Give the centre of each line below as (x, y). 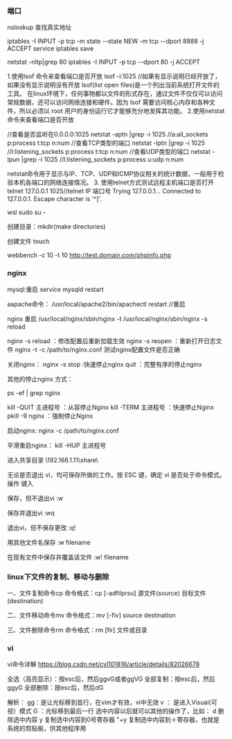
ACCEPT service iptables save (51, 49)
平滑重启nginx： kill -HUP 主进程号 (57, 445)
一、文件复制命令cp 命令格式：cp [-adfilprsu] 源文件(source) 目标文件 (107, 593)
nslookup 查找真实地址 (39, 27)
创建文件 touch (28, 241)
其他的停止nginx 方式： (41, 379)
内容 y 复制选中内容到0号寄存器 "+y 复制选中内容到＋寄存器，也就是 (123, 720)
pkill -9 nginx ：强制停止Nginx (50, 416)
